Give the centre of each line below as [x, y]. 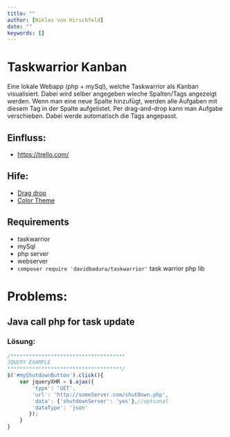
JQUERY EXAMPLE [29, 362]
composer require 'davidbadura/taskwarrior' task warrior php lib [111, 268]
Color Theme [36, 200]
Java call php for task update [71, 322]
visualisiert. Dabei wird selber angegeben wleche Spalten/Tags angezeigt [112, 94]
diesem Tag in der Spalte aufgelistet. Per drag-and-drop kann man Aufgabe [115, 109]
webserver [33, 261]
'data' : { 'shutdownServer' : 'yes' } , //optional [100, 401]
